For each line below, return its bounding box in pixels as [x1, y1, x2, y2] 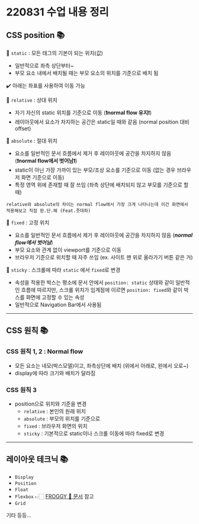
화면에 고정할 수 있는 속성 [25, 294, 85, 301]
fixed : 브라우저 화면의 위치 [23, 422, 88, 429]
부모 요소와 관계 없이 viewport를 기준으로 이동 [14, 246, 122, 253]
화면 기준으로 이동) [21, 174, 65, 181]
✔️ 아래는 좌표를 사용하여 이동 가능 [6, 82, 86, 89]
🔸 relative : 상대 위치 [6, 97, 57, 104]
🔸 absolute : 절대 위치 [6, 137, 57, 144]
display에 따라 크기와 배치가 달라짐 [14, 369, 96, 377]
